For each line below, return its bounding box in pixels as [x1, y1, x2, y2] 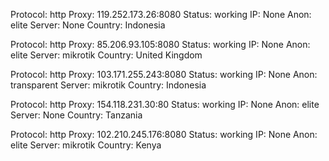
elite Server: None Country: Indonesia [10, 19, 166, 31]
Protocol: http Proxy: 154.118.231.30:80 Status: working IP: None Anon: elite [10, 99, 320, 110]
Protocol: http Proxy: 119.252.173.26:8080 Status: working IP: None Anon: [10, 9, 312, 20]
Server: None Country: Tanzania [10, 109, 143, 121]
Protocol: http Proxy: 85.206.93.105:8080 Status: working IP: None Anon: [10, 39, 311, 50]
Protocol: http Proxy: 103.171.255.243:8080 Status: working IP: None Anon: [10, 69, 318, 80]
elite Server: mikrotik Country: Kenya [10, 139, 162, 151]
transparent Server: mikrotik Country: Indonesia [10, 79, 207, 91]
